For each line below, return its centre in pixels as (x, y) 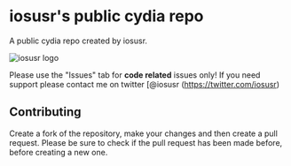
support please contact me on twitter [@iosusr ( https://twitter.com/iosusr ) (144, 84)
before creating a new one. (59, 152)
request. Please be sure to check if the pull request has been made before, (146, 142)
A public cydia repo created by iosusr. (79, 41)
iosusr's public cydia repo (106, 16)
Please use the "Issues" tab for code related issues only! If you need (135, 75)
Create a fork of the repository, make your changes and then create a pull (143, 133)
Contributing (45, 112)
